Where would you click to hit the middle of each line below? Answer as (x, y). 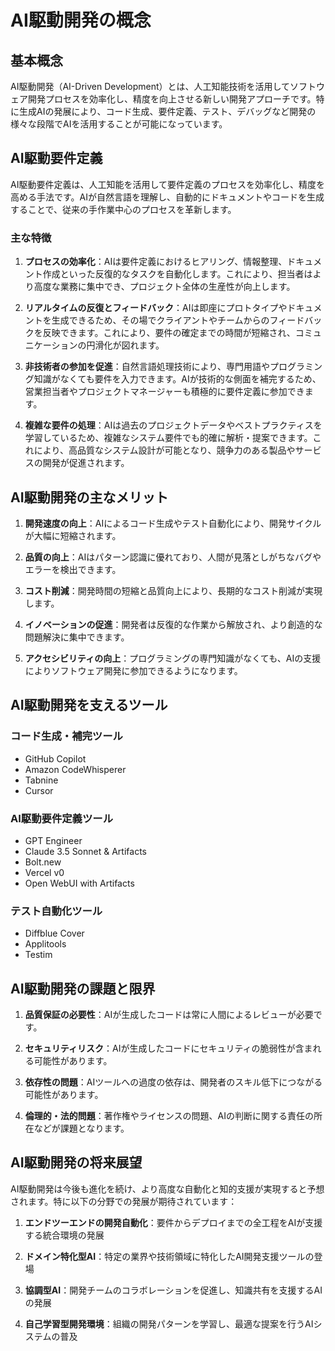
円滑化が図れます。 (125, 345)
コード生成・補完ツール (66, 736)
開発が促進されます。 (86, 463)
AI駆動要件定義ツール (62, 818)
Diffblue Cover (54, 933)
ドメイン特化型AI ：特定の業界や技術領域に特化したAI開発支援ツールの (169, 1256)
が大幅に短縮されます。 (73, 535)
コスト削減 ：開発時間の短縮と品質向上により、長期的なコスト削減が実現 (173, 590)
